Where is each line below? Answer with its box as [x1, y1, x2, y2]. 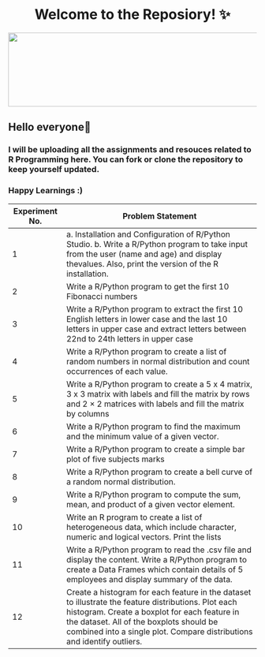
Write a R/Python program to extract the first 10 [65, 304, 243, 315]
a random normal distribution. [65, 476, 176, 487]
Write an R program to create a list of [65, 511, 203, 522]
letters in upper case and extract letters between [65, 323, 247, 334]
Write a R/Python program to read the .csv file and [65, 544, 252, 555]
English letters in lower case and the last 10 [65, 313, 228, 324]
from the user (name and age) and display [65, 248, 222, 259]
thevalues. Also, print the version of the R [65, 258, 219, 269]
